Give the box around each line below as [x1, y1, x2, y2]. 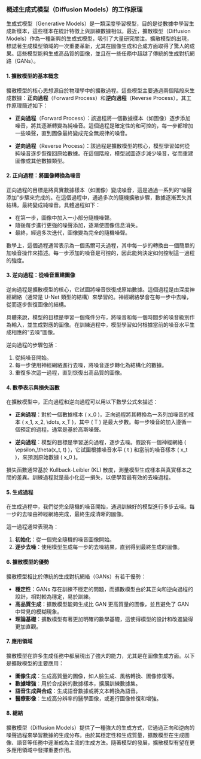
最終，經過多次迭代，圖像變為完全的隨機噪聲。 [14, 229, 130, 236]
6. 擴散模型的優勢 [6, 558, 50, 565]
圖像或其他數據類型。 [14, 157, 68, 164]
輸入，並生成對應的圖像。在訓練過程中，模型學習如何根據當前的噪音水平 [11, 321, 190, 328]
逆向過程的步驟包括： [6, 341, 59, 348]
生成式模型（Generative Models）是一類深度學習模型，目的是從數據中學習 [6, 20, 190, 28]
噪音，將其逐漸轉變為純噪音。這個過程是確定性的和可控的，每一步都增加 [14, 122, 193, 129]
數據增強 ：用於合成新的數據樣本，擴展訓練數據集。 [14, 679, 141, 687]
